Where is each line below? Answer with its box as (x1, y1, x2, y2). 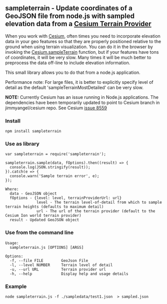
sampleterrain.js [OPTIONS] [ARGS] (9, 245, 84, 250)
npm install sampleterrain (5, 129, 61, 134)
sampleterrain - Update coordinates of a (5, 4, 132, 13)
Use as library (5, 140, 40, 147)
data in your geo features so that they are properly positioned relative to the (5, 38, 161, 44)
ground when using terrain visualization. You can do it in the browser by (5, 44, 153, 50)
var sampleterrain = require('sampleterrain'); (5, 151, 106, 157)
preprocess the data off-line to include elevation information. (5, 60, 130, 66)
